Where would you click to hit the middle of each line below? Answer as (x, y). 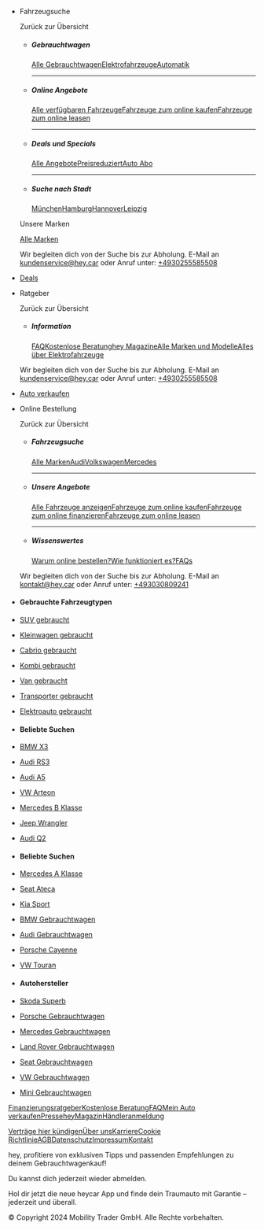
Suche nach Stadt (61, 189)
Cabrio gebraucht (48, 650)
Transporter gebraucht (56, 696)
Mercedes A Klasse (51, 874)
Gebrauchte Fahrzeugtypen (66, 602)
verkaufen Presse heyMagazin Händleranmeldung (86, 1116)
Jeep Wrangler (44, 823)
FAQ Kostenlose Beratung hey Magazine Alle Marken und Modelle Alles (142, 346)
